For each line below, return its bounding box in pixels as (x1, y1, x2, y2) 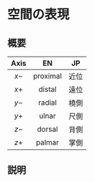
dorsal (37, 125, 59, 134)
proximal (33, 72, 62, 81)
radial (37, 98, 57, 107)
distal (38, 84, 57, 94)
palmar (35, 137, 59, 147)
